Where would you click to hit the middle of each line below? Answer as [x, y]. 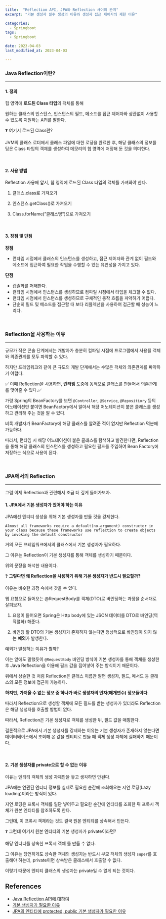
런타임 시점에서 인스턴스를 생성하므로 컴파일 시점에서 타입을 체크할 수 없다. [84, 292]
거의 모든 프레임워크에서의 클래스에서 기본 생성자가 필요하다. [63, 545]
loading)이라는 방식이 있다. [31, 793]
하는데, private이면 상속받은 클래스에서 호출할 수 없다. [70, 860]
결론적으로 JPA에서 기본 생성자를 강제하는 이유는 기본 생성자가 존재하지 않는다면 [82, 730]
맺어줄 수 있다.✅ [26, 390]
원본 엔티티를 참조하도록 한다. [42, 810]
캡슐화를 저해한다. [29, 286]
